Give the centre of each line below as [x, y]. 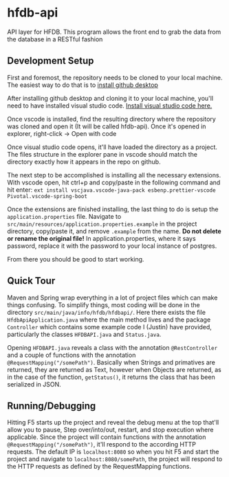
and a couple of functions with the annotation [72, 355]
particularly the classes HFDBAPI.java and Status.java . [84, 334]
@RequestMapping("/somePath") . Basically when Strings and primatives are [111, 362]
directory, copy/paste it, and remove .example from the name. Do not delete [114, 231]
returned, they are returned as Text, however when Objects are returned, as [114, 369]
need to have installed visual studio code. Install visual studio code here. [110, 106]
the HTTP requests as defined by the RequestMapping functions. [99, 467]
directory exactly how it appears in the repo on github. [84, 162]
